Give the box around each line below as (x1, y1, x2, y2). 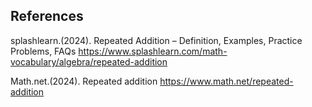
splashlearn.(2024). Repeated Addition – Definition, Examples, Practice (10, 34, 303, 46)
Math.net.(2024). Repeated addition (10, 75, 158, 87)
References (10, 8, 84, 25)
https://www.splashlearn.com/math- (78, 45, 228, 57)
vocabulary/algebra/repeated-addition (10, 55, 168, 68)
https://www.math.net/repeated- (159, 75, 294, 87)
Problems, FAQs (10, 45, 77, 57)
